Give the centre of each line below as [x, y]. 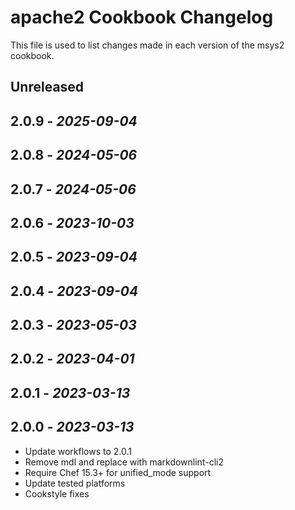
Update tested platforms [75, 483]
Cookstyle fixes [57, 493]
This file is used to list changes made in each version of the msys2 [147, 45]
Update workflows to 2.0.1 [78, 451]
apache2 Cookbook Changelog [142, 17]
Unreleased [47, 87]
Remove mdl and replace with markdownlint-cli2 [124, 462]
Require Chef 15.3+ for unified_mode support [118, 472]
